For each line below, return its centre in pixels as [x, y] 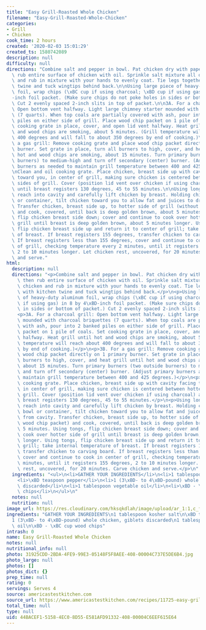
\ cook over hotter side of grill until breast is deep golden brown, [109, 434]
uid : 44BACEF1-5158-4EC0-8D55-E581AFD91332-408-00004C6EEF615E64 [91, 617]
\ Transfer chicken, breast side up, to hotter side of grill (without [105, 206]
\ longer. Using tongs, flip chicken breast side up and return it [105, 440]
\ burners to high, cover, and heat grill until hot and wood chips [107, 360]
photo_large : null [30, 560]
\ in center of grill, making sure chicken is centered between [101, 389]
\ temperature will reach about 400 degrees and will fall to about [107, 343]
